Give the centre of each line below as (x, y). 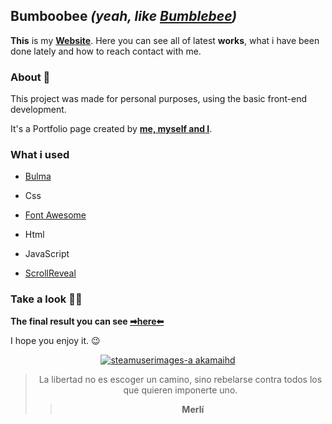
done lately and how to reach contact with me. (106, 51)
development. (38, 110)
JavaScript (47, 254)
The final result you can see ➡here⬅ (87, 321)
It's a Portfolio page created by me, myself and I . (111, 129)
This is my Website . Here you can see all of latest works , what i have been (165, 40)
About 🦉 (30, 77)
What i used (40, 155)
